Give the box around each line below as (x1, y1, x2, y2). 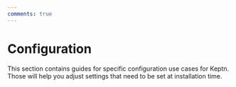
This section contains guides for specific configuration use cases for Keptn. (7, 64, 230, 73)
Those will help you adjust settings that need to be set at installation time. (7, 71, 222, 80)
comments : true (7, 10, 53, 18)
